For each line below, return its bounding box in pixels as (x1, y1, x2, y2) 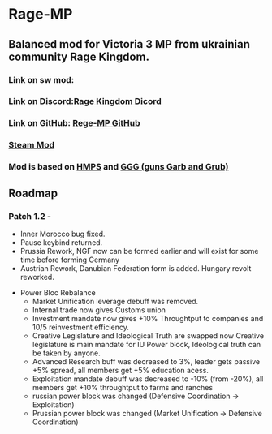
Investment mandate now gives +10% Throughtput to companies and (32, 313, 264, 323)
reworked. (19, 272, 54, 281)
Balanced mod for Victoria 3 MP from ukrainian (8, 37, 250, 51)
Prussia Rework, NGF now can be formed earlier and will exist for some (19, 246, 259, 256)
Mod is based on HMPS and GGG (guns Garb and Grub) (8, 161, 229, 173)
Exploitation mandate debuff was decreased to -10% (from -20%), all (32, 374, 264, 384)
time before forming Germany (19, 255, 120, 264)
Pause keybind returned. (19, 237, 103, 247)
